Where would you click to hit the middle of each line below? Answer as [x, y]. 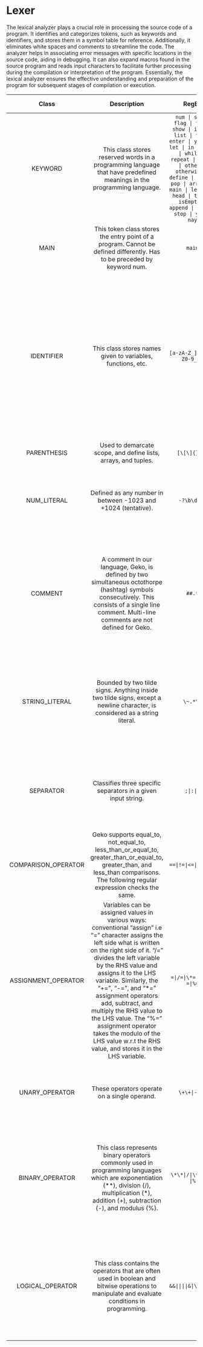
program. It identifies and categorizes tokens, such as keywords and [92, 33]
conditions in [127, 1301]
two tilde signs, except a [127, 697]
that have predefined [127, 172]
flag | [183, 123]
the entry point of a [127, 236]
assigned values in [127, 912]
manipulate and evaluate [127, 1293]
